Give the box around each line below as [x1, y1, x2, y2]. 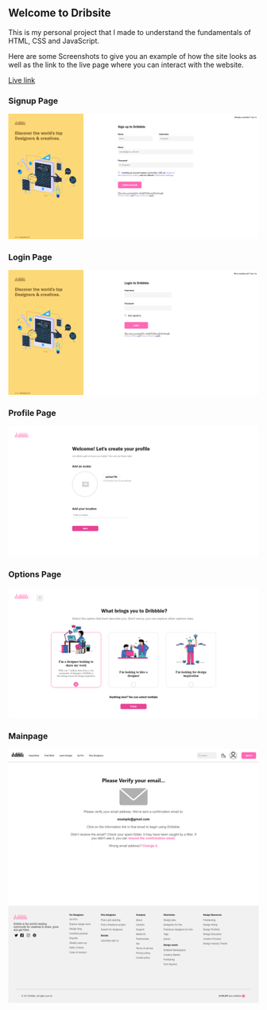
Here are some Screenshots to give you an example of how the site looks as [8, 51, 257, 61]
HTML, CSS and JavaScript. [8, 36, 100, 45]
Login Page [8, 251, 53, 262]
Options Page [8, 569, 62, 580]
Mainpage [8, 730, 48, 742]
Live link [8, 75, 36, 84]
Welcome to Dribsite [8, 6, 111, 20]
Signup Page [8, 95, 59, 106]
